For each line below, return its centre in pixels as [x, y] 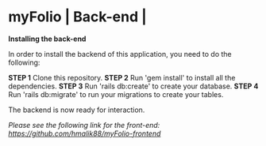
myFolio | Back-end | [77, 17]
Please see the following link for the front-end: [84, 125]
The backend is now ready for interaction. [77, 110]
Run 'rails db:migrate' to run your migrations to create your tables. [116, 94]
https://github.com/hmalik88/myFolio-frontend [85, 133]
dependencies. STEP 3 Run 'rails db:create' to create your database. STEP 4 [133, 86]
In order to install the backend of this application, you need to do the [120, 54]
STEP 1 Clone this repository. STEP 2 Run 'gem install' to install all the [122, 77]
